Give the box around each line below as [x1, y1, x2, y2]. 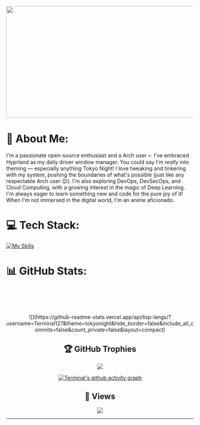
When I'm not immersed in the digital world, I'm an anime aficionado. [6, 196, 175, 203]
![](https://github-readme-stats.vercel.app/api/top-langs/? [29, 313, 171, 321]
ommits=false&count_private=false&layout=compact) [35, 326, 165, 333]
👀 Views [85, 392, 115, 402]
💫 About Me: [6, 132, 69, 145]
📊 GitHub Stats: [6, 265, 87, 278]
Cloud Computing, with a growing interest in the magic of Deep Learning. [6, 184, 186, 191]
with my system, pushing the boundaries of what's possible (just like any [6, 171, 185, 178]
